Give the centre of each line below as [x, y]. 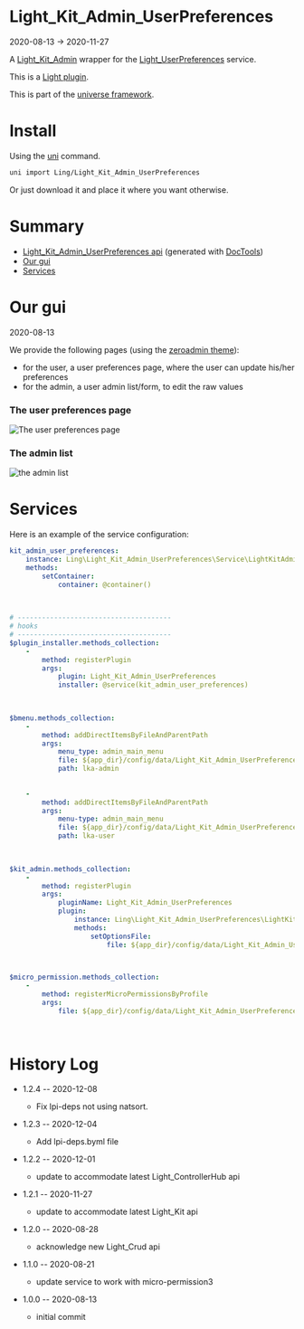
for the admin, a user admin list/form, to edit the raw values [133, 386]
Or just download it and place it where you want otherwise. [119, 190]
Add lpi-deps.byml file [77, 1142]
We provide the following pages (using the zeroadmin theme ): [124, 349]
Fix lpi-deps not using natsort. [92, 1106]
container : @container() [104, 584]
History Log [54, 1064]
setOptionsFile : [121, 936]
